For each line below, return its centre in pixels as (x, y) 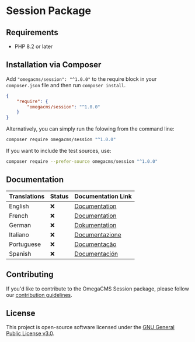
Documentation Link (103, 196)
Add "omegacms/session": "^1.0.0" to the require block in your (81, 79)
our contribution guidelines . (39, 295)
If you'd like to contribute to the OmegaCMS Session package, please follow (98, 289)
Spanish (20, 254)
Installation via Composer (54, 65)
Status (59, 196)
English (19, 206)
